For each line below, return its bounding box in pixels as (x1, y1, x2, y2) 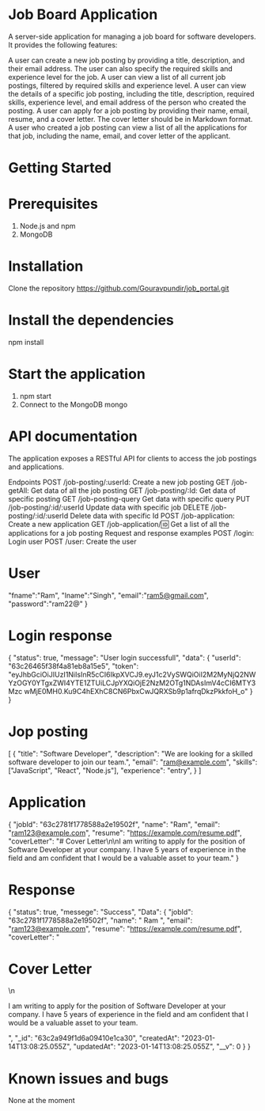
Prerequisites (8, 195, 99, 213)
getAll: (8, 485, 29, 495)
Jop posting (8, 722, 89, 741)
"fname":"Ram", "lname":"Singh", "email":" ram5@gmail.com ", (8, 590, 210, 600)
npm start (19, 391, 51, 400)
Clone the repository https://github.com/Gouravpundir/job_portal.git (8, 283, 229, 293)
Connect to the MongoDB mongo (19, 400, 128, 409)
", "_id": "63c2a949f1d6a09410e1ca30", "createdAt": (8, 1033, 180, 1043)
